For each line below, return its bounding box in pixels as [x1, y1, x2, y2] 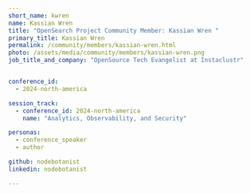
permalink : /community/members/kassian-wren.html [8, 41, 177, 49]
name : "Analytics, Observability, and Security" [22, 114, 187, 122]
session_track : [8, 99, 59, 108]
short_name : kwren [8, 11, 69, 20]
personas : [8, 128, 41, 136]
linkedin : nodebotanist [8, 165, 88, 173]
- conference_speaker [15, 136, 88, 144]
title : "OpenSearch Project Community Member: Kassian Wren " [8, 26, 219, 34]
